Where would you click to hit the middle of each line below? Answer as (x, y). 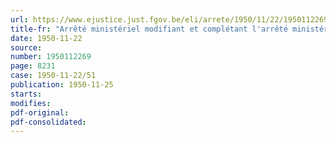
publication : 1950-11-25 (62, 85)
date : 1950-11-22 (46, 38)
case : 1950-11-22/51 (53, 76)
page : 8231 (33, 66)
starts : (26, 94)
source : (26, 47)
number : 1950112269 (51, 57)
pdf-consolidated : (48, 122)
